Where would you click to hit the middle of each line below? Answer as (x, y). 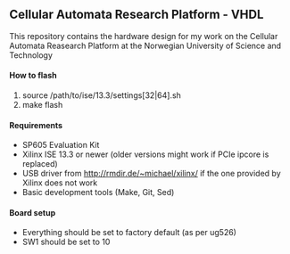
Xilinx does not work (60, 183)
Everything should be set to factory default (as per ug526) (129, 233)
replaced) (40, 164)
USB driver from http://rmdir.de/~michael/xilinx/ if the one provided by (151, 174)
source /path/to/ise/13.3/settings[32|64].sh (101, 95)
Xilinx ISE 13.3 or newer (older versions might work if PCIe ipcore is (145, 154)
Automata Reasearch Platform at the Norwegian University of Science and (145, 45)
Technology (31, 55)
